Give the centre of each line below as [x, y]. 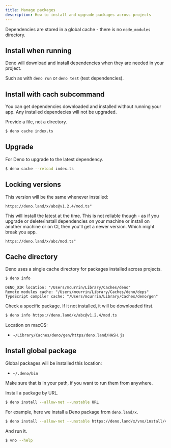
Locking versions [33, 185]
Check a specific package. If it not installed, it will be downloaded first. [79, 306]
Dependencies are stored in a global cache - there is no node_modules [78, 29]
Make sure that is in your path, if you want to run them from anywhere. [79, 383]
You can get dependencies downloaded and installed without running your [83, 107]
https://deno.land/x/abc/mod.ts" [41, 241]
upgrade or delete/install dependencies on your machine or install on [78, 221]
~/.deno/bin [25, 373]
